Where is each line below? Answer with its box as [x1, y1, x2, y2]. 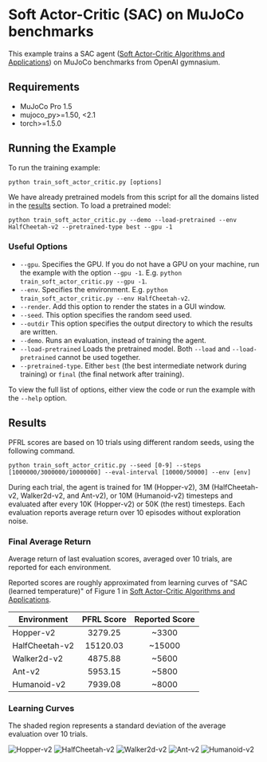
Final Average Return [8, 536, 92, 547]
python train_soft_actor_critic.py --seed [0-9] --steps [8, 461, 202, 469]
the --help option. [8, 393, 68, 403]
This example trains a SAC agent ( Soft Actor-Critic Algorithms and [8, 49, 226, 58]
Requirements [8, 80, 80, 94]
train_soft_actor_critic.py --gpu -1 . [19, 276, 147, 286]
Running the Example [8, 142, 117, 155]
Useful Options [8, 241, 68, 252]
